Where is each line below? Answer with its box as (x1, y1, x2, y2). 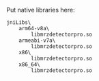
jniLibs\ (6, 19, 31, 26)
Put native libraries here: (6, 6, 75, 14)
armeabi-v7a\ (18, 37, 56, 44)
